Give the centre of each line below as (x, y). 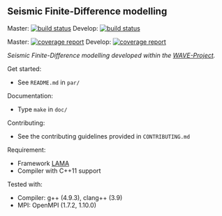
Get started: (24, 68)
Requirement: (27, 150)
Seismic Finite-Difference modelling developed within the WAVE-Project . (111, 55)
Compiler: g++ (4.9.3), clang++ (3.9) (70, 197)
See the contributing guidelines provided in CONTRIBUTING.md (104, 136)
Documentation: (30, 95)
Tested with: (25, 184)
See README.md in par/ (49, 82)
